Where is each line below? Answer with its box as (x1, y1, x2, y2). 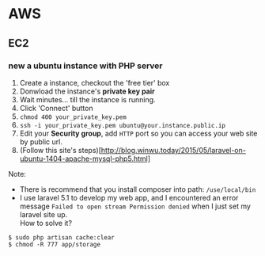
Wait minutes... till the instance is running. (19, 94, 156, 104)
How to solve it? (19, 218, 73, 227)
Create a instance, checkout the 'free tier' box (19, 78, 170, 87)
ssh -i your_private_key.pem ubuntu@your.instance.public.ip (19, 121, 226, 129)
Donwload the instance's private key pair (19, 86, 156, 96)
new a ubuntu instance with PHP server (8, 60, 164, 71)
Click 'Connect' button (19, 103, 93, 113)
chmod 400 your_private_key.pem (19, 113, 127, 121)
